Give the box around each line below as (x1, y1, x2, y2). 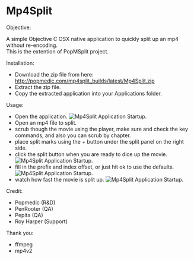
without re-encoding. (6, 42, 58, 49)
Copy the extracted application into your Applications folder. (14, 90, 162, 97)
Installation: (6, 59, 34, 66)
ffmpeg (14, 240, 33, 248)
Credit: (6, 187, 23, 194)
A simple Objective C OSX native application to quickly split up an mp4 (6, 35, 179, 42)
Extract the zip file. (14, 83, 61, 90)
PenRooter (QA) (14, 205, 53, 212)
